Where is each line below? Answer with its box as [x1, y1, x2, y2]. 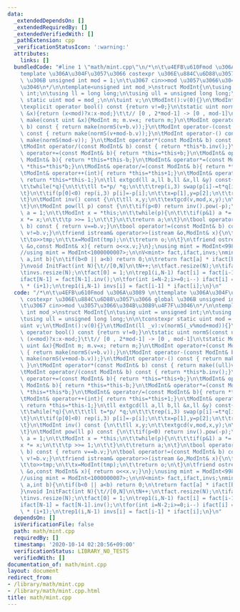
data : [7, 10, 24, 18]
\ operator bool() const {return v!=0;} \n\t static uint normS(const [20, 329, 229, 336]
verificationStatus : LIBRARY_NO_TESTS [14, 547, 130, 555]
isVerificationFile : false [14, 521, 94, 529]
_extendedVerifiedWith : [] [14, 30, 94, 38]
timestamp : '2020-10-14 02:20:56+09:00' [14, 541, 136, 548]
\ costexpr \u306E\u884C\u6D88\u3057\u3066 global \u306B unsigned [20, 295, 225, 303]
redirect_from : [7, 574, 53, 581]
